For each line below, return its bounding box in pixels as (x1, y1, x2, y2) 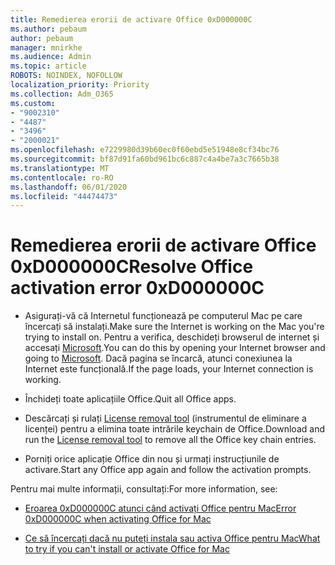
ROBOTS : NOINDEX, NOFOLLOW (10, 71, 123, 81)
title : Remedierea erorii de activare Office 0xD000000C (10, 14, 253, 25)
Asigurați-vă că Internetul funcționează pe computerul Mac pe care (24, 310, 303, 322)
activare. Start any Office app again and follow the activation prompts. (24, 464, 312, 476)
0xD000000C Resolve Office (10, 256, 254, 278)
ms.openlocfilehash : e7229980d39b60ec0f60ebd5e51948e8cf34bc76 (10, 145, 280, 155)
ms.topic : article (10, 61, 87, 71)
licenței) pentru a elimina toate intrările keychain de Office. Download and (24, 423, 325, 435)
